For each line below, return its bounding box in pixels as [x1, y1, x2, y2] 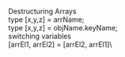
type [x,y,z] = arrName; [8, 15, 85, 24]
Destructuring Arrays [8, 7, 77, 16]
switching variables [8, 31, 71, 41]
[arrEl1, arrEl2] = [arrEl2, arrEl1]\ [8, 40, 112, 49]
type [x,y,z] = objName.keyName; [8, 23, 118, 32]
